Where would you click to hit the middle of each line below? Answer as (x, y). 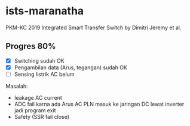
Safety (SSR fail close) (42, 116)
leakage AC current (38, 97)
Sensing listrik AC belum (44, 74)
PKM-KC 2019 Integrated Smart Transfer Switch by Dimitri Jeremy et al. (94, 27)
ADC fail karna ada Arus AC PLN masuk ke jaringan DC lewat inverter (99, 104)
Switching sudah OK (39, 60)
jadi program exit (35, 110)
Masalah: (17, 86)
